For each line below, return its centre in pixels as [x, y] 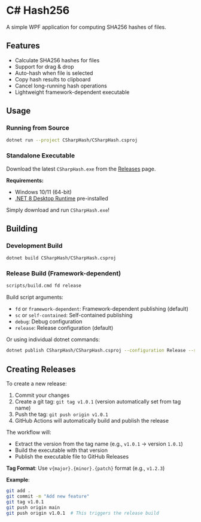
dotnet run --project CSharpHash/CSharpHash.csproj [72, 140]
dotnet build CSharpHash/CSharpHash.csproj [61, 258]
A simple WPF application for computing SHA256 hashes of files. [86, 27]
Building [22, 229]
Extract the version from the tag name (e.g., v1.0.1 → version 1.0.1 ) [99, 444]
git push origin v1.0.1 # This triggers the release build [83, 513]
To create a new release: [36, 384]
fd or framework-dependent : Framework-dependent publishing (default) [101, 309]
